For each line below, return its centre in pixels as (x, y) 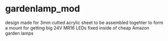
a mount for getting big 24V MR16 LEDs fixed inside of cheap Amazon (77, 27)
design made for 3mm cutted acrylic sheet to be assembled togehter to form (84, 22)
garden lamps (19, 33)
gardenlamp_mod (43, 9)
